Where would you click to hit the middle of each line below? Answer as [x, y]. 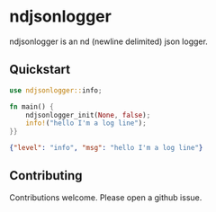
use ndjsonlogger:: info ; [56, 90]
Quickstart [40, 70]
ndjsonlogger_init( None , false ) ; [88, 115]
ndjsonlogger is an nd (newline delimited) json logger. [109, 41]
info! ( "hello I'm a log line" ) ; [86, 123]
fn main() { [31, 106]
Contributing [46, 176]
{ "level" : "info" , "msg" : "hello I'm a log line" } [106, 148]
